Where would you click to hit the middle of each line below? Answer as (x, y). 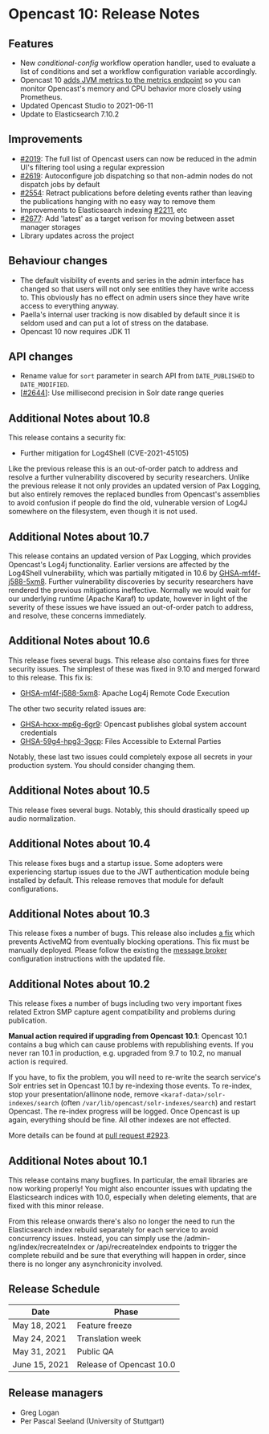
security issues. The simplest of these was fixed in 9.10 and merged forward (134, 668)
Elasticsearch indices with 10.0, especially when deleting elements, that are (132, 1197)
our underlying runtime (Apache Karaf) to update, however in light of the (128, 599)
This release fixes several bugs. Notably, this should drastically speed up (129, 810)
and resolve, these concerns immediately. (77, 616)
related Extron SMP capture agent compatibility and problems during (122, 1012)
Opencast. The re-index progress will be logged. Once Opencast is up (124, 1111)
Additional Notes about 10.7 (79, 536)
